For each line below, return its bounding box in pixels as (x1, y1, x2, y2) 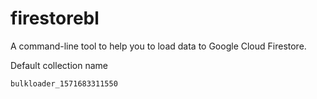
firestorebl (10, 7, 100, 30)
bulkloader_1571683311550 (10, 78, 118, 89)
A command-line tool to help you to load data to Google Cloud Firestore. (10, 40, 307, 52)
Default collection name (10, 59, 108, 71)
